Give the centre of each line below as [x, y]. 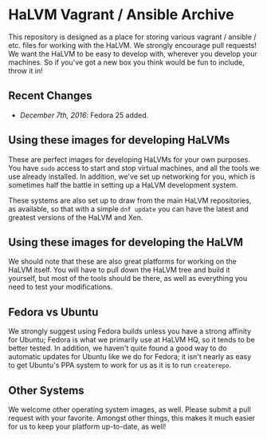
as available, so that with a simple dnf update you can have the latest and [128, 208]
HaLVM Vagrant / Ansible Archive [121, 15]
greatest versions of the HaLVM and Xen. [76, 217]
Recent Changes [51, 96]
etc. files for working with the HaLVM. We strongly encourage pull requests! [133, 45]
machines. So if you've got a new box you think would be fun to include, [127, 62]
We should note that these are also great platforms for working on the [122, 262]
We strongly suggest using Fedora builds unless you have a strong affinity [130, 331]
